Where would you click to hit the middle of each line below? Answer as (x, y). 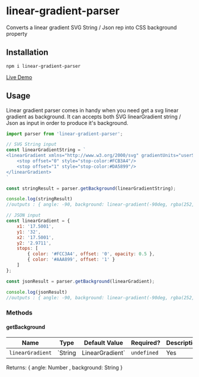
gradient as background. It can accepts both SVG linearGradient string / (94, 117)
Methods (19, 313)
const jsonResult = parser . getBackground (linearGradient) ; (81, 281)
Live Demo (19, 77)
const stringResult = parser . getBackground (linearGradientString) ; (91, 188)
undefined (145, 353)
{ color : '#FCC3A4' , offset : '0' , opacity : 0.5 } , (91, 254)
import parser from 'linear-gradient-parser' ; (65, 134)
